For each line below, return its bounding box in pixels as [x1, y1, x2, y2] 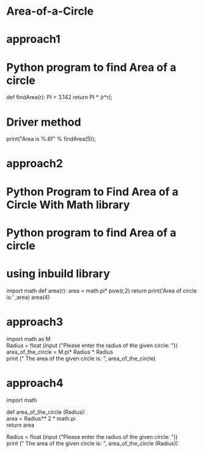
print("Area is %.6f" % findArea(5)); [6, 135, 96, 143]
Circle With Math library [6, 198, 130, 212]
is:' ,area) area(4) [6, 293, 50, 301]
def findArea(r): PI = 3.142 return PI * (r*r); [6, 94, 113, 101]
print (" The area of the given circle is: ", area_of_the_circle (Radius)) [6, 440, 179, 447]
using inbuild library [6, 267, 110, 280]
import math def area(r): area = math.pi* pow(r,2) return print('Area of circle [6, 286, 197, 294]
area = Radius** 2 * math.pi [6, 414, 76, 422]
